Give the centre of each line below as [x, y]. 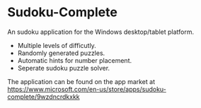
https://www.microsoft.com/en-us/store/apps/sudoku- [87, 89]
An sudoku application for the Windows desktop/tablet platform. [101, 32]
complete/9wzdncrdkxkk [44, 97]
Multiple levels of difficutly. [57, 45]
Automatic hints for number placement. [75, 60]
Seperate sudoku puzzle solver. [64, 68]
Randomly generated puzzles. [61, 53]
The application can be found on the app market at [81, 81]
